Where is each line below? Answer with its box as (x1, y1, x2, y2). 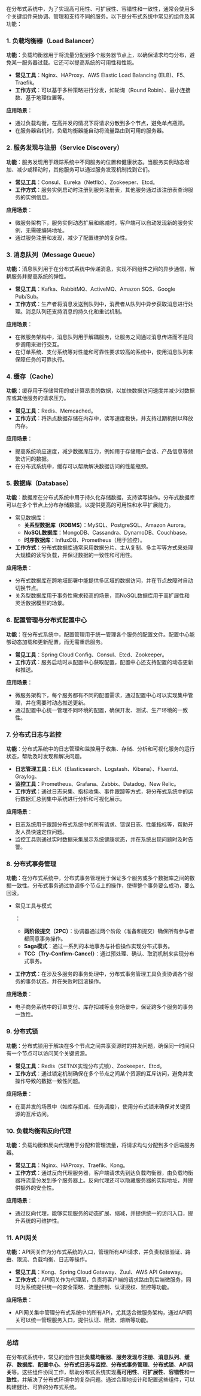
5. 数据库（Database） (6, 479, 73, 487)
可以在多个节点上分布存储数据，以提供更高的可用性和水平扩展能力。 (6, 501, 174, 508)
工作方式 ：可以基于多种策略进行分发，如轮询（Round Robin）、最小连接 (14, 86, 191, 94)
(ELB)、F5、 (157, 71, 188, 79)
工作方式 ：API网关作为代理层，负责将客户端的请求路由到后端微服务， (14, 1276, 187, 1283)
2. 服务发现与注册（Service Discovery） (6, 143, 124, 152)
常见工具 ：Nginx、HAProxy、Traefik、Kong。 (14, 1162, 129, 1169)
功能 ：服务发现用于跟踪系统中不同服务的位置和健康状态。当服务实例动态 (6, 158, 184, 165)
